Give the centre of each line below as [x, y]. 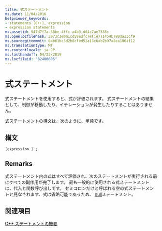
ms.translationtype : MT [29, 45]
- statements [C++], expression [37, 23]
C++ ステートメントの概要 [31, 223]
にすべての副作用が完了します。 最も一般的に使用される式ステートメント [77, 182]
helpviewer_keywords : [27, 18]
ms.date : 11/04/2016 [26, 14]
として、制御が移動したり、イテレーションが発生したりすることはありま [77, 105]
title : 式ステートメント [27, 9]
